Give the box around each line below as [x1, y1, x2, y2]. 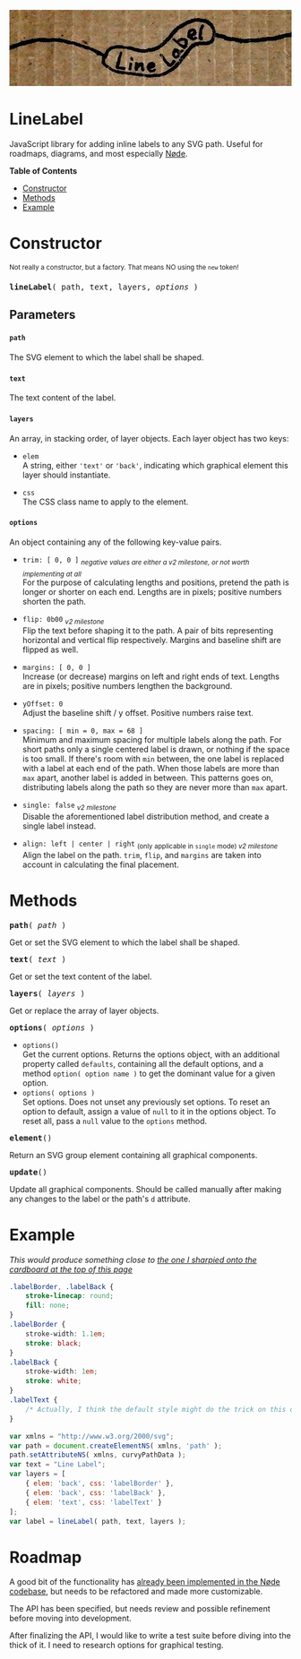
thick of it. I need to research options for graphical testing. [9, 1640, 224, 1651]
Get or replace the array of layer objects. [9, 1005, 159, 1016]
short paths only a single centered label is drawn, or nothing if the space [21, 744, 290, 755]
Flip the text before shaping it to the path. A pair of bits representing [21, 625, 274, 636]
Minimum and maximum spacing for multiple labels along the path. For [21, 735, 282, 745]
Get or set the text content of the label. [9, 971, 152, 982]
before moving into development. [9, 1613, 132, 1624]
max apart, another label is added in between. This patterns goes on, [21, 772, 274, 784]
